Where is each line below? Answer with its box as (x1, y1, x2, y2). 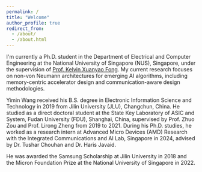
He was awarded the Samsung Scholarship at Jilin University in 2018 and (6, 153, 188, 159)
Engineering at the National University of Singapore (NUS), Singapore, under (6, 59, 196, 67)
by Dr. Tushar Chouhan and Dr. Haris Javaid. (6, 141, 116, 148)
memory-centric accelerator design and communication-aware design (6, 79, 180, 86)
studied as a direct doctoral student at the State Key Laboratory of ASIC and (6, 109, 195, 116)
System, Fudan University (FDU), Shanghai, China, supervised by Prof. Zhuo (6, 116, 195, 123)
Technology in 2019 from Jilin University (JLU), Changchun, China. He (6, 103, 180, 110)
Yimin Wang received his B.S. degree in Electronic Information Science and (6, 96, 192, 104)
